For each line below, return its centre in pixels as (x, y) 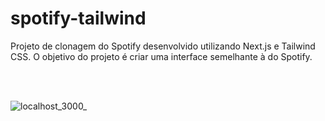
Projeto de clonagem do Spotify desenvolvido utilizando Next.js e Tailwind (163, 46)
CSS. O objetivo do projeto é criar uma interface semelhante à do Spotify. (161, 56)
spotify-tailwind (78, 18)
